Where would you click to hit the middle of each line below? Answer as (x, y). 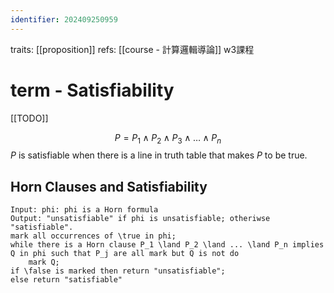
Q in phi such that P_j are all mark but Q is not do (125, 254)
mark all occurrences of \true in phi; (93, 236)
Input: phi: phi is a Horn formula (84, 210)
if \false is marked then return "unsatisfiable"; (118, 271)
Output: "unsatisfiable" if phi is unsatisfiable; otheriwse (140, 219)
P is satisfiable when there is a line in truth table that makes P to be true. (159, 155)
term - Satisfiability (92, 90)
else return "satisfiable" (66, 280)
